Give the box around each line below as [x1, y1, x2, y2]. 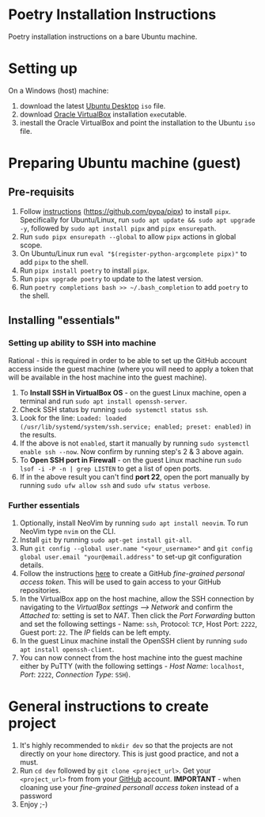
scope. [19, 240, 43, 250]
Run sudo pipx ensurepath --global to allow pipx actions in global [19, 231, 237, 241]
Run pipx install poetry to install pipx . [19, 265, 150, 275]
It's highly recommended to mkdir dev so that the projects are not [19, 740, 233, 750]
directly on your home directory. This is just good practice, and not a [19, 749, 239, 758]
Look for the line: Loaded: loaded [19, 413, 127, 422]
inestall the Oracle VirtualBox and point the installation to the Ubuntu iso [19, 117, 256, 128]
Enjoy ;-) [19, 799, 48, 809]
